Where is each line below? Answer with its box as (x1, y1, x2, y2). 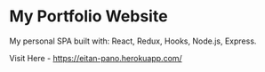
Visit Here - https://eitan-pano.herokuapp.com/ (9, 52, 182, 63)
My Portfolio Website (9, 6, 168, 27)
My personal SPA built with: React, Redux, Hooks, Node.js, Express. (9, 36, 257, 46)
